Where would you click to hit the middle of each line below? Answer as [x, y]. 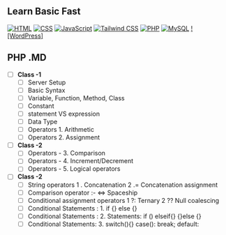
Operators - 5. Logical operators [74, 169]
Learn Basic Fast [44, 12]
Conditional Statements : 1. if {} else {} [82, 208]
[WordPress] [25, 36]
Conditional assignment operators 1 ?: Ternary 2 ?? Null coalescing [123, 200]
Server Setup [47, 82]
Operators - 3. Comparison [67, 153]
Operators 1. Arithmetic [61, 130]
